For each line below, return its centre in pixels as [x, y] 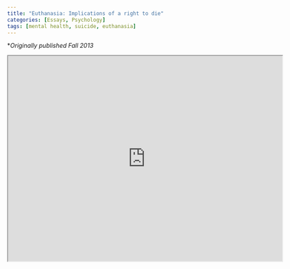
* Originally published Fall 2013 [50, 46]
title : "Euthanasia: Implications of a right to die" [86, 13]
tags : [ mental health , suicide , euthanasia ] [72, 26]
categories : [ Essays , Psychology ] [57, 20]
